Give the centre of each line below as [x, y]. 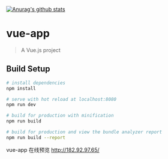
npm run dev [21, 105]
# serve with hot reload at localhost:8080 [61, 99]
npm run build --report [36, 137]
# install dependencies [36, 83]
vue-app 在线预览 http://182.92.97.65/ [53, 149]
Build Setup [28, 69]
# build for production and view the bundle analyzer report [84, 132]
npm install [21, 88]
